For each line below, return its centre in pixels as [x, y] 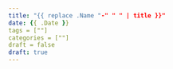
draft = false [32, 45]
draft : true [28, 52]
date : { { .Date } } [39, 23]
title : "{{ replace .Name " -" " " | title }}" [87, 15]
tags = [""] [28, 30]
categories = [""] [39, 38]
